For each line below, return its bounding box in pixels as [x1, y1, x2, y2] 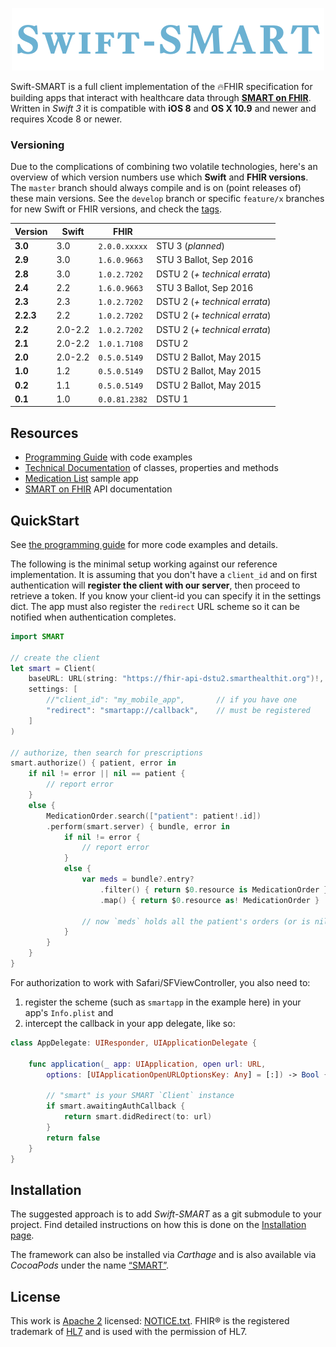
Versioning [10, 138, 65, 152]
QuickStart [10, 512, 80, 529]
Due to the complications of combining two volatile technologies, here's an [10, 161, 318, 173]
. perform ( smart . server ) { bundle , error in [46, 821, 230, 832]
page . [10, 1229, 35, 1242]
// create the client [10, 653, 101, 663]
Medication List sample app [24, 473, 139, 485]
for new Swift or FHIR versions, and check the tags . [10, 203, 223, 215]
